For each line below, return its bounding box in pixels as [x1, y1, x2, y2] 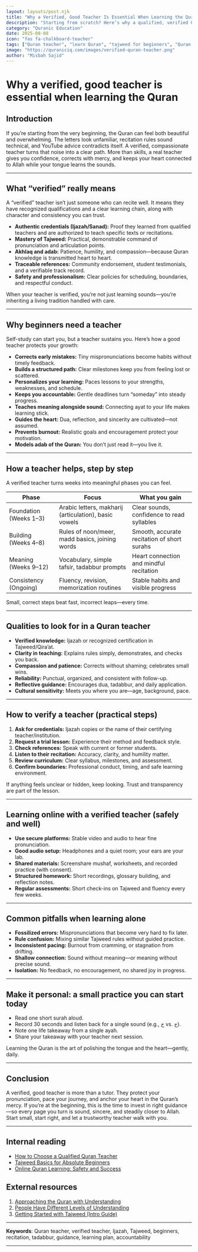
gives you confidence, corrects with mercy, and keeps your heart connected [6, 155, 192, 162]
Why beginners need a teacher [6, 320, 122, 330]
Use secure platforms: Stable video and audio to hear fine [14, 834, 157, 841]
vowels [58, 518, 78, 526]
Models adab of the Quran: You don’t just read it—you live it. [14, 441, 163, 448]
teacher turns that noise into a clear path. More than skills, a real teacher [6, 148, 183, 155]
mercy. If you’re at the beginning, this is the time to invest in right [6, 1102, 164, 1109]
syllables [131, 518, 157, 526]
